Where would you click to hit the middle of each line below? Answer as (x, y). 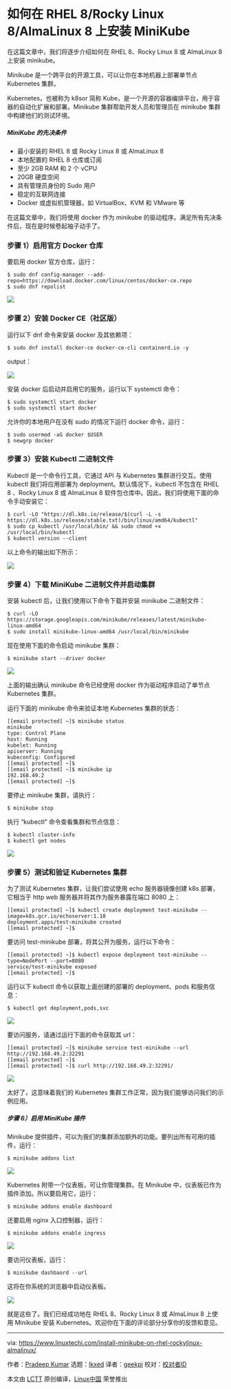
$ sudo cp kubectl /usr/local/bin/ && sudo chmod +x (84, 526)
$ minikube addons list (41, 1158)
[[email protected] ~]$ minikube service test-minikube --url (98, 1048)
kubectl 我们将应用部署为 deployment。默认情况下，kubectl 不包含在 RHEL (113, 484)
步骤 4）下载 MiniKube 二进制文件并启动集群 (81, 584)
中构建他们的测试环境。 (40, 115)
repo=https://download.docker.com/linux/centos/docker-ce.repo (100, 281)
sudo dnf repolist (40, 287)
